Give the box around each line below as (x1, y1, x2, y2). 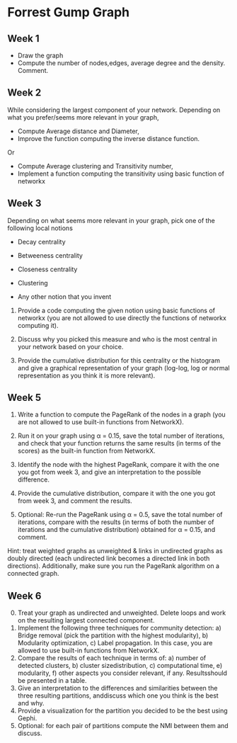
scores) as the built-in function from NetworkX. (17, 447, 156, 455)
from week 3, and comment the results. (17, 497, 132, 505)
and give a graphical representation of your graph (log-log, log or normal (17, 363, 230, 372)
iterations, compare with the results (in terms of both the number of (17, 518, 214, 526)
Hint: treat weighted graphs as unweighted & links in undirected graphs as (7, 547, 223, 555)
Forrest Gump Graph (7, 4, 130, 21)
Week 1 (7, 33, 40, 45)
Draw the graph (17, 51, 64, 59)
